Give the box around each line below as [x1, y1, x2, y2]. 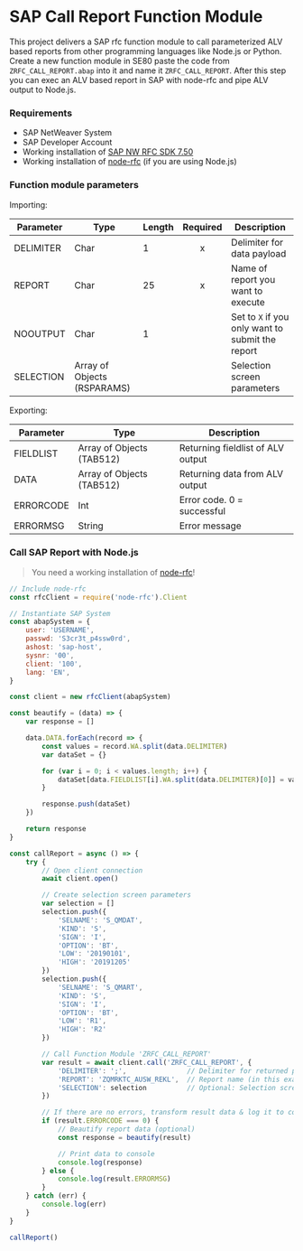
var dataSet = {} [41, 750, 106, 760]
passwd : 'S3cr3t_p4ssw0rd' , [25, 634, 131, 643]
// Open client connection [41, 865, 143, 875]
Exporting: [9, 405, 48, 415]
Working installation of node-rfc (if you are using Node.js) [22, 156, 237, 167]
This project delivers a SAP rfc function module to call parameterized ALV [9, 36, 283, 47]
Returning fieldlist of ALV [179, 441, 285, 453]
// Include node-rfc [9, 584, 87, 593]
